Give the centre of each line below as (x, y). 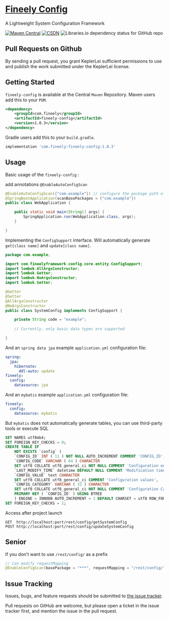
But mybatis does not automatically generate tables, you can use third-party (84, 423)
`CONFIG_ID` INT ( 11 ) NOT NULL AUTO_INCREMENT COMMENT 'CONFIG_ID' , (90, 457)
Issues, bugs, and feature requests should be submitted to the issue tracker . (84, 596)
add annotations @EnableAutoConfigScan (46, 184)
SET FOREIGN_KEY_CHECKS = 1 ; (36, 503)
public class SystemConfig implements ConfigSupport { (64, 311)
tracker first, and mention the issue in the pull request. (61, 611)
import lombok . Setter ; (29, 283)
